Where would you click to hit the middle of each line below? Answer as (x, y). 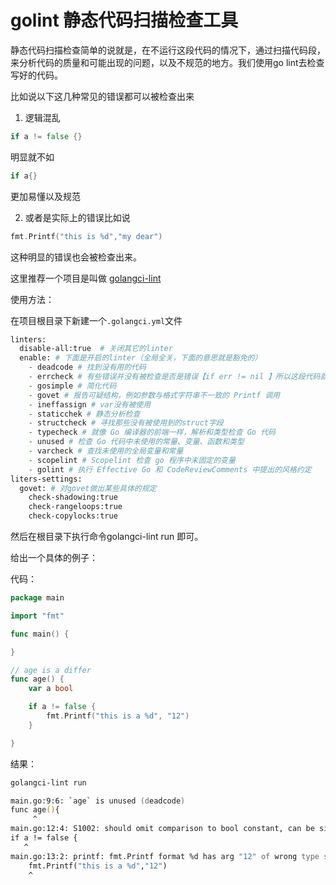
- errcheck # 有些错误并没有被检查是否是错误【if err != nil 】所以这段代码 (174, 377)
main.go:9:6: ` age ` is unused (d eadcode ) (98, 801)
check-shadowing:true (73, 497)
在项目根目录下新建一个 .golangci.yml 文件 (96, 320)
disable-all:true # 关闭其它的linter (96, 349)
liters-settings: (46, 479)
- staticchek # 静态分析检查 (84, 414)
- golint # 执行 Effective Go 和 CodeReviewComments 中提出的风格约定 (170, 469)
